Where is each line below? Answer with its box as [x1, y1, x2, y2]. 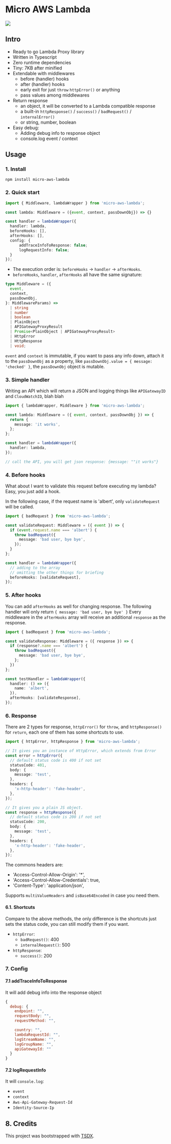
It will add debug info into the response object [5, 989, 102, 995]
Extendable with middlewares [12, 70, 75, 76]
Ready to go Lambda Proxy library [12, 49, 85, 55]
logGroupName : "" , [14, 1041, 54, 1047]
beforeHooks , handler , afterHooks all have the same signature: [12, 272, 142, 278]
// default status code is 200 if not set [10, 814, 102, 820]
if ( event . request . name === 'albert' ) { [10, 527, 97, 532]
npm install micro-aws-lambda [5, 177, 70, 182]
